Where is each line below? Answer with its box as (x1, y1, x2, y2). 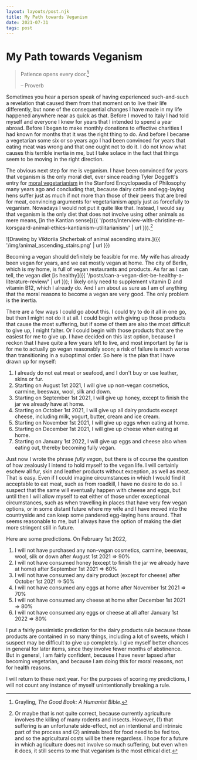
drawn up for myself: (6, 358, 57, 365)
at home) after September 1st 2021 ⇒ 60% (14, 565, 117, 572)
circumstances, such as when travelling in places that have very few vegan (6, 499, 188, 506)
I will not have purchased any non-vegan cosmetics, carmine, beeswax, (14, 547, 188, 554)
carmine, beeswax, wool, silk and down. (14, 388, 111, 395)
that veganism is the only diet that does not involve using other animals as (6, 211, 185, 218)
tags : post (6, 25, 33, 31)
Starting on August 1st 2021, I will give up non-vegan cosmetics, (14, 382, 170, 389)
